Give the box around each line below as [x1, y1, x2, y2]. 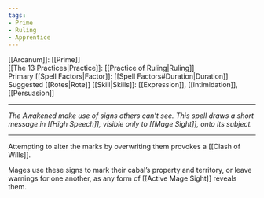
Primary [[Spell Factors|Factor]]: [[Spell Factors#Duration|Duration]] [8, 71, 229, 81]
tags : [8, 11, 26, 20]
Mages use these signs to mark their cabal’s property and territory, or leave [8, 166, 252, 175]
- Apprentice [8, 33, 51, 42]
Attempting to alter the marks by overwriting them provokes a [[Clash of [8, 142, 241, 152]
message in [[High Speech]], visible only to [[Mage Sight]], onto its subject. [8, 119, 253, 129]
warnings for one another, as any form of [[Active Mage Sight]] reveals [8, 174, 237, 183]
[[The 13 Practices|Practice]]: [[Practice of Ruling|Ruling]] [8, 64, 195, 73]
